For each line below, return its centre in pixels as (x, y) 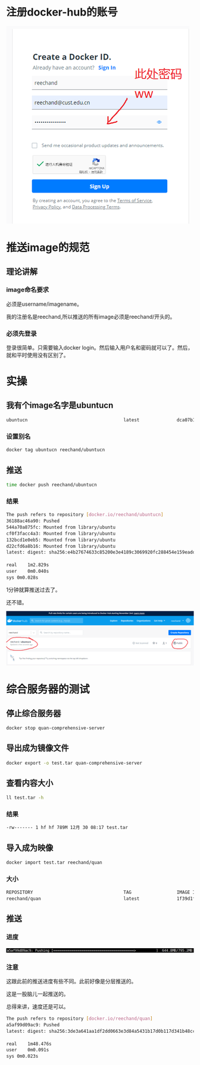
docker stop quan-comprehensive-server (56, 728)
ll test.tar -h (25, 798)
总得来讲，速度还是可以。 (37, 1007)
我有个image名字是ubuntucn (60, 405)
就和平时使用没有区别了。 (37, 355)
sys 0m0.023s (22, 1056)
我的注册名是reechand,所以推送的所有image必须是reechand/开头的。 (91, 316)
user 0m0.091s (28, 1050)
